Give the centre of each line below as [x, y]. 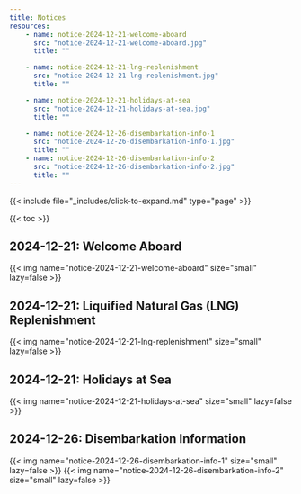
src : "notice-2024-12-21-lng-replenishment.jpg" [126, 76]
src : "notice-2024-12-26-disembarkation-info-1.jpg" [134, 142]
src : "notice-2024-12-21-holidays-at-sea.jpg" [122, 109]
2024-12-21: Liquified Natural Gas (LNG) [124, 305]
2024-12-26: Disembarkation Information [128, 439]
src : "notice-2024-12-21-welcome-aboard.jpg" [120, 43]
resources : [30, 26]
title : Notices [38, 18]
